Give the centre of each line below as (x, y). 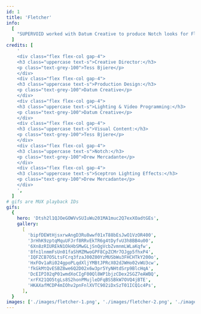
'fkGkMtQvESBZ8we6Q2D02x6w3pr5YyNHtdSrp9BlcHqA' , (91, 269)
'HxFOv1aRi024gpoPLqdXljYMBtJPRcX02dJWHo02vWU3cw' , (94, 263)
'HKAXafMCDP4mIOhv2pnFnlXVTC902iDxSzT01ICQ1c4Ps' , (92, 285)
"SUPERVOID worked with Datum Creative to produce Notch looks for (103, 34)
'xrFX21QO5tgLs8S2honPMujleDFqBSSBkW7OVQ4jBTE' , (89, 280)
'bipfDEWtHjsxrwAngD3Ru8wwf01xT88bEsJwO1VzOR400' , (92, 235)
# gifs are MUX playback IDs (42, 202)
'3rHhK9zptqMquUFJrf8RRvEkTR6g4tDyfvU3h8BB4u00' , (91, 241)
